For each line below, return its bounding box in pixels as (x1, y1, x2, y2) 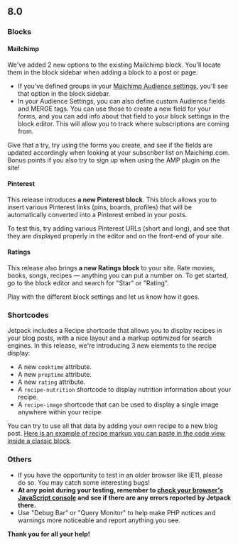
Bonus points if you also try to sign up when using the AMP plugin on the (7, 155, 220, 164)
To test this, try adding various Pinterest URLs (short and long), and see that (7, 224, 230, 233)
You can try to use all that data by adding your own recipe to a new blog (7, 422, 218, 430)
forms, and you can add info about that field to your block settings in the (17, 111, 229, 120)
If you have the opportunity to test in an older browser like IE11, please (17, 470, 223, 479)
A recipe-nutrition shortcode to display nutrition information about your (17, 385, 232, 394)
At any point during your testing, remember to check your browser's (17, 485, 224, 494)
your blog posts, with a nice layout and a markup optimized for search (7, 334, 212, 343)
